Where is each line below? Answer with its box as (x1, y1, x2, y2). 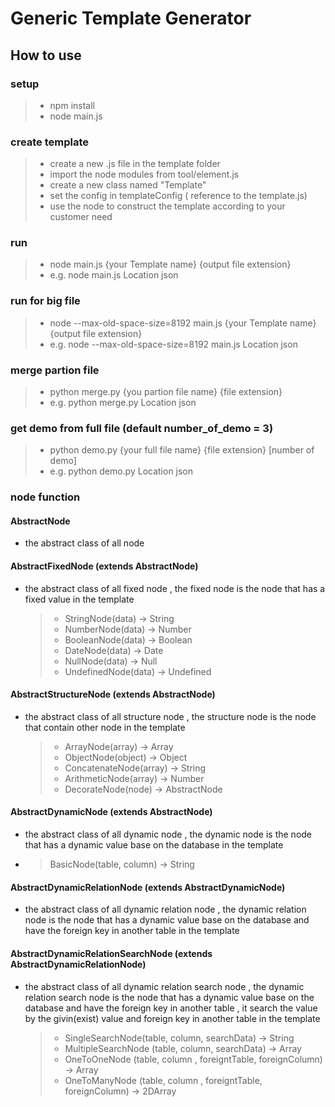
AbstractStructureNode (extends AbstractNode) (10, 688, 216, 701)
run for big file (10, 294, 81, 308)
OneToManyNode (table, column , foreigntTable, (64, 1074, 263, 1086)
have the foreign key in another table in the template (24, 925, 240, 937)
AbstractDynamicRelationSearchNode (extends (10, 947, 213, 959)
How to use (10, 47, 82, 64)
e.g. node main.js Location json (49, 269, 179, 281)
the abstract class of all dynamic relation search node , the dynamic (24, 980, 305, 992)
